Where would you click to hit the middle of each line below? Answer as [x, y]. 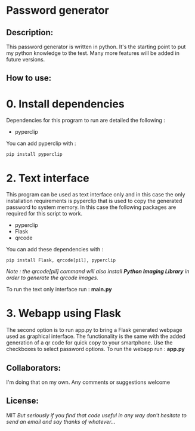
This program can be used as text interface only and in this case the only [96, 195]
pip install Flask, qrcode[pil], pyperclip [61, 260]
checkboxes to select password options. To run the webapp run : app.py [95, 349]
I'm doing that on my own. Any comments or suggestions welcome [88, 382]
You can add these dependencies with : [55, 250]
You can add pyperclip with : [41, 143]
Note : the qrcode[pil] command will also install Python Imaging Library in [98, 272]
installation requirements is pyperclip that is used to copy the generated [94, 201]
